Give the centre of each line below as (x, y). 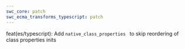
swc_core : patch (26, 11)
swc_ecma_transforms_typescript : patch (55, 17)
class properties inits (31, 40)
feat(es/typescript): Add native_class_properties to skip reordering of (92, 33)
